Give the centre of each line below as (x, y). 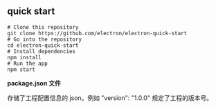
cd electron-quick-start (43, 45)
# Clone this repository (43, 27)
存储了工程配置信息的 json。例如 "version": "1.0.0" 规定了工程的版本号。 (110, 98)
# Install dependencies (42, 51)
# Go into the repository (44, 39)
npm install (24, 57)
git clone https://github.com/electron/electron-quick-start (97, 33)
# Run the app (28, 63)
